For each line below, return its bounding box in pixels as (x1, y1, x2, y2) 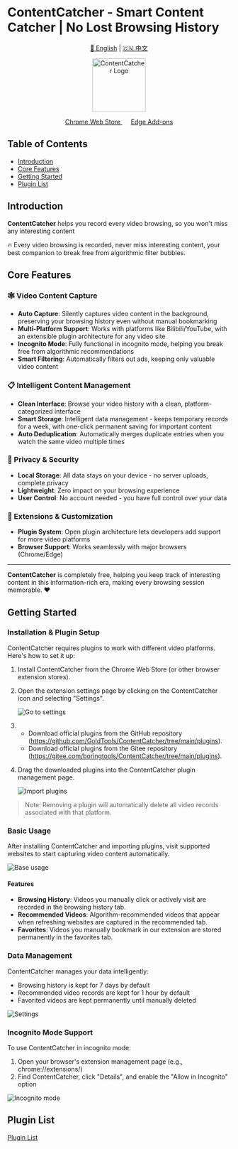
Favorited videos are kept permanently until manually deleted (17, 996, 197, 1004)
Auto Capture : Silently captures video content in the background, (17, 310, 209, 318)
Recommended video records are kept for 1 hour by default (17, 988, 191, 997)
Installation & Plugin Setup (7, 627, 101, 637)
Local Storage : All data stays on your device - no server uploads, (17, 470, 209, 480)
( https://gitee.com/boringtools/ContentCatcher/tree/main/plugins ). (28, 751, 222, 760)
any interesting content (7, 227, 75, 235)
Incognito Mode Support (7, 1027, 93, 1037)
